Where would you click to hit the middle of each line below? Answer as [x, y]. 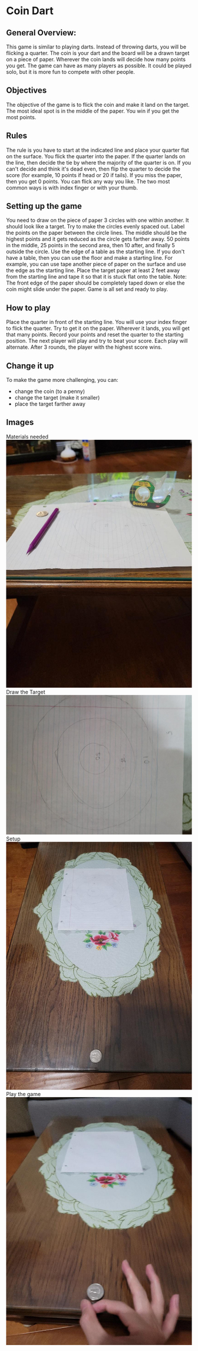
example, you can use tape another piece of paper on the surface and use [96, 264]
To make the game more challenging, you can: [62, 380]
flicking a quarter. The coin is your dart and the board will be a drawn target [98, 53]
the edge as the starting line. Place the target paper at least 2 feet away [93, 270]
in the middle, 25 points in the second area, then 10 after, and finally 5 [90, 246]
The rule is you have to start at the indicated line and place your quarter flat [98, 150]
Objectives [27, 91]
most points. [21, 117]
